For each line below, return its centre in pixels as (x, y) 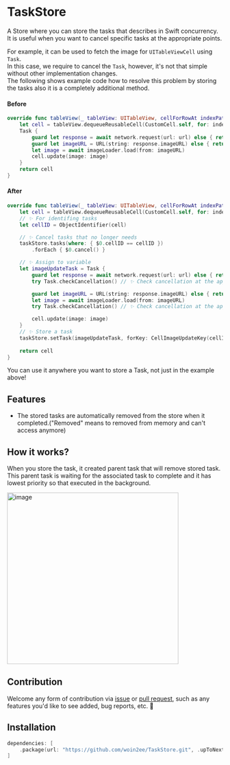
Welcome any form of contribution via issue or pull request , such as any (108, 698)
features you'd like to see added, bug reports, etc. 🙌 (80, 706)
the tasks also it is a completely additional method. (78, 88)
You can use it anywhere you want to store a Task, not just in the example (111, 370)
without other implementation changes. (62, 73)
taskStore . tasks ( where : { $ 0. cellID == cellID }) (92, 244)
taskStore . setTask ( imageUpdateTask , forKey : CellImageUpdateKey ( (115, 338)
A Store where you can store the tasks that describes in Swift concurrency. (113, 31)
